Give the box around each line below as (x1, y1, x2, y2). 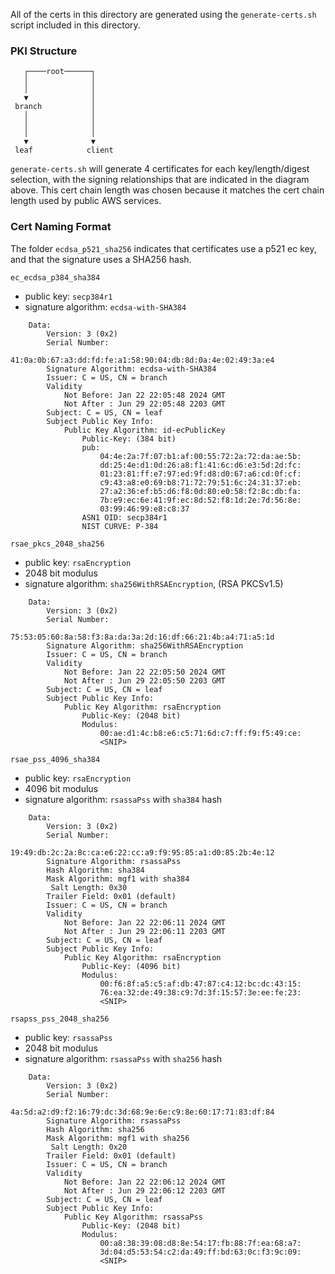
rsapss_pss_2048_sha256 (10, 1014, 110, 1024)
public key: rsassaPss (24, 1031, 113, 1043)
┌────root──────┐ (23, 67, 97, 77)
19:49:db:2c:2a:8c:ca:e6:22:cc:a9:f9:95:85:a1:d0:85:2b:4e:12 (10, 847, 275, 858)
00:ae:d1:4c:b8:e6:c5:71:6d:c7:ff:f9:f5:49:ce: (99, 728, 302, 738)
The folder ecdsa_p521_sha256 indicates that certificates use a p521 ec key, (10, 242, 317, 254)
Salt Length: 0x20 (50, 1142, 128, 1152)
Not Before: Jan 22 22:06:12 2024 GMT (63, 1177, 226, 1187)
